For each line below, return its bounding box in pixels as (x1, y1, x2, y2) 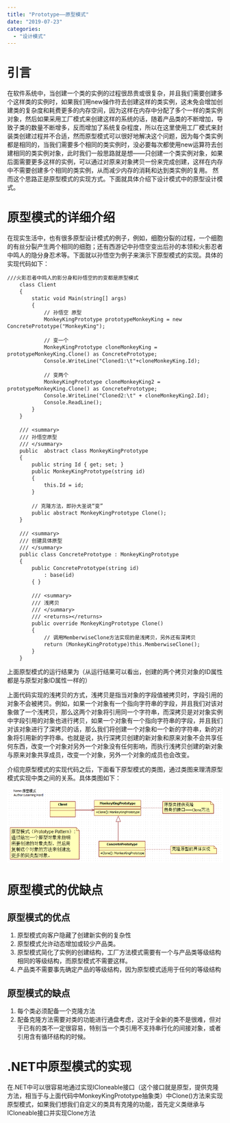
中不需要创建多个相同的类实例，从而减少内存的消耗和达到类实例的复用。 (7, 166, 211, 175)
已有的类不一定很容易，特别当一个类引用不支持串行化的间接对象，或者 (23, 1024, 221, 1033)
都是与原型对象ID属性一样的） (7, 676, 91, 684)
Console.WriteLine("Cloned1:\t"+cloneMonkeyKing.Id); (43, 358, 201, 365)
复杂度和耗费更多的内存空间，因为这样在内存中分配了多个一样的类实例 (25, 106, 223, 114)
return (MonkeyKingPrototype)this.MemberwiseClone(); (43, 641, 201, 648)
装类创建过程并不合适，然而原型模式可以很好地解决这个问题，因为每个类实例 (7, 132, 223, 140)
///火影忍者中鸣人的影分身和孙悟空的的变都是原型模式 (7, 275, 139, 282)
